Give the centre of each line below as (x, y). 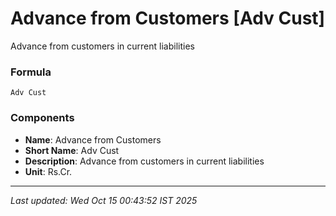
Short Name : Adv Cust (72, 150)
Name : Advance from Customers (93, 139)
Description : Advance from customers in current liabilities (144, 161)
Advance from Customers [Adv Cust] (168, 18)
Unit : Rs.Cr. (48, 171)
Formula (31, 72)
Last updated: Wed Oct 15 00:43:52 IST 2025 (104, 200)
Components (42, 118)
